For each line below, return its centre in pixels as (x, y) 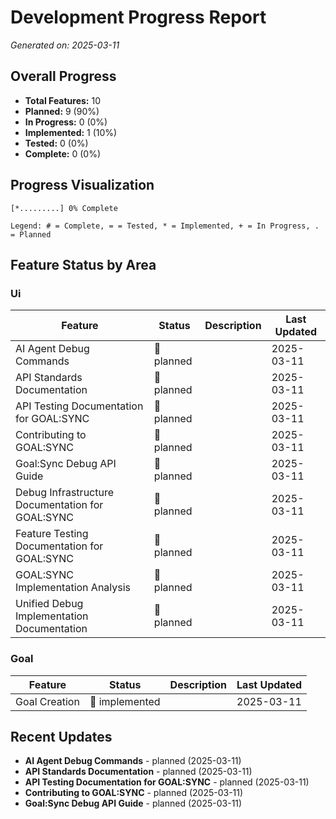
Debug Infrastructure (65, 493)
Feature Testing (52, 534)
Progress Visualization (82, 185)
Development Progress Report (138, 17)
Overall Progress (63, 76)
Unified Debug (49, 604)
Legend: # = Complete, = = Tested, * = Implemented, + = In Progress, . (165, 226)
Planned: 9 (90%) (62, 111)
